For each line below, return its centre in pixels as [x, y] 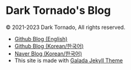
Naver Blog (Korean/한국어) [48, 53]
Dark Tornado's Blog [58, 11]
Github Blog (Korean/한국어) [49, 46]
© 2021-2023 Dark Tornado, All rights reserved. [65, 27]
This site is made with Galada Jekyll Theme [69, 60]
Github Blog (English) [41, 39]
